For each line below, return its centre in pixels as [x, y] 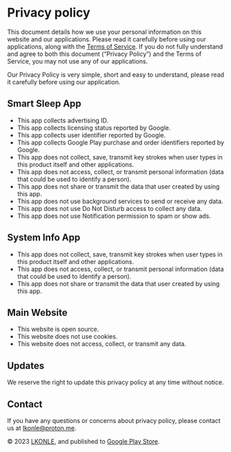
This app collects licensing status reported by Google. [94, 128]
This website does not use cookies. [67, 337]
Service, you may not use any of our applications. [78, 61]
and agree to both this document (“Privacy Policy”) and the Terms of [104, 54]
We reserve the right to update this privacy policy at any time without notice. [115, 382]
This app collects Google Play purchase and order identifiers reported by [121, 142]
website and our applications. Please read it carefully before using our [107, 39]
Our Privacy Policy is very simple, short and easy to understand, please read [116, 75]
